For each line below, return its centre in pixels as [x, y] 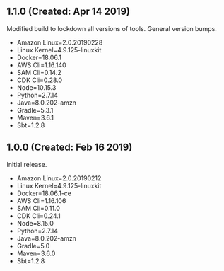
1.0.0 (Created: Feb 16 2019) [70, 148]
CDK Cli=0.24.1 [39, 216]
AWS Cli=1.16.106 [41, 200]
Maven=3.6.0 [36, 253]
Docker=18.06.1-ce [44, 193]
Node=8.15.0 [35, 223]
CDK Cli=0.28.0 [40, 80]
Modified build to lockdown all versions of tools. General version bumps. [112, 28]
